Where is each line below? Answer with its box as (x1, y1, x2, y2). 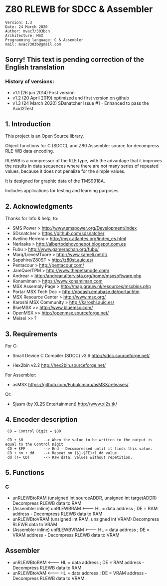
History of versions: (5, 78, 55, 85)
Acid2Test (12, 105, 34, 111)
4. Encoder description (5, 415, 78, 424)
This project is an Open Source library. (5, 133, 84, 139)
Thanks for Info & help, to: (5, 216, 59, 222)
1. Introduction (5, 120, 51, 128)
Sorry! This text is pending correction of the (5, 55, 145, 64)
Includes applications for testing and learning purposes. (5, 188, 120, 194)
